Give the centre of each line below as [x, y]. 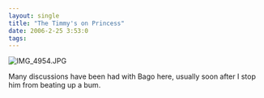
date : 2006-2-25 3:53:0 [49, 31]
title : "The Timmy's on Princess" [67, 23]
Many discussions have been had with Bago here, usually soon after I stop [132, 76]
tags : [17, 38]
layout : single [34, 16]
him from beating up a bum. [55, 85]
